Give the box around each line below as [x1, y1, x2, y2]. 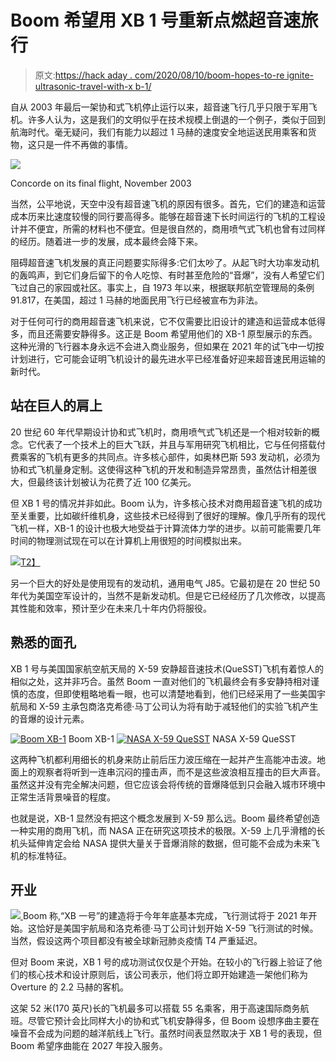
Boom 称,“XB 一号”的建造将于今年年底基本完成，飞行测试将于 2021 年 [22, 910, 309, 922]
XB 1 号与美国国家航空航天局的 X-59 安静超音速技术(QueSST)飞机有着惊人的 [10, 662, 324, 675]
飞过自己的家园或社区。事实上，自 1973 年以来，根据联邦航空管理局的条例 [10, 281, 315, 293]
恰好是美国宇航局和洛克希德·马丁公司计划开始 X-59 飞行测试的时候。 [36, 922, 319, 935]
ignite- [286, 69, 314, 81]
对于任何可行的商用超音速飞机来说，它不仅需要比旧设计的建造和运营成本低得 [10, 315, 326, 327]
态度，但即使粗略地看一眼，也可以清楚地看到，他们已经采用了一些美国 [27, 687, 317, 700]
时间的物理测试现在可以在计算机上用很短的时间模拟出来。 [10, 534, 247, 546]
